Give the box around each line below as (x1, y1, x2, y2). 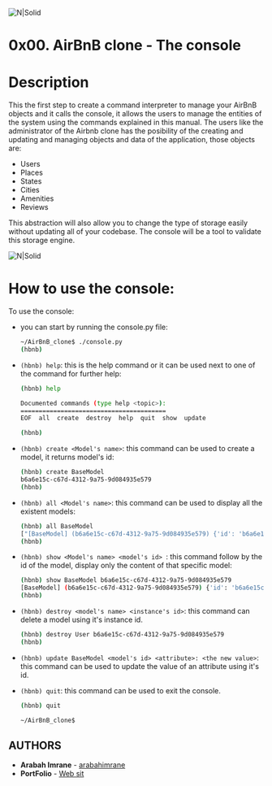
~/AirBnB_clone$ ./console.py (19, 338, 123, 346)
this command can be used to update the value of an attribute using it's (19, 661, 260, 671)
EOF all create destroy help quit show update (19, 415, 206, 423)
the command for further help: (19, 368, 122, 378)
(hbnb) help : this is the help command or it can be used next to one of (19, 360, 256, 370)
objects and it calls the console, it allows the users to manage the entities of (8, 109, 262, 119)
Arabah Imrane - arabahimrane (19, 760, 126, 770)
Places (19, 167, 43, 178)
